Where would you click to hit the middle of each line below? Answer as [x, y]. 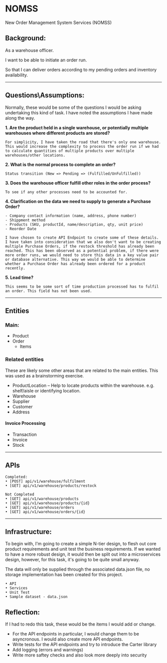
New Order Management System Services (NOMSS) [58, 22]
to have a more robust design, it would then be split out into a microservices [83, 554]
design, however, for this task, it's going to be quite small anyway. [73, 560]
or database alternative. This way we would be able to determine [75, 259]
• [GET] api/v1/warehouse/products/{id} [48, 503]
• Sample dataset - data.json [37, 597]
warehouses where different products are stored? [58, 133]
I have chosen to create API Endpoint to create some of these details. [82, 238]
